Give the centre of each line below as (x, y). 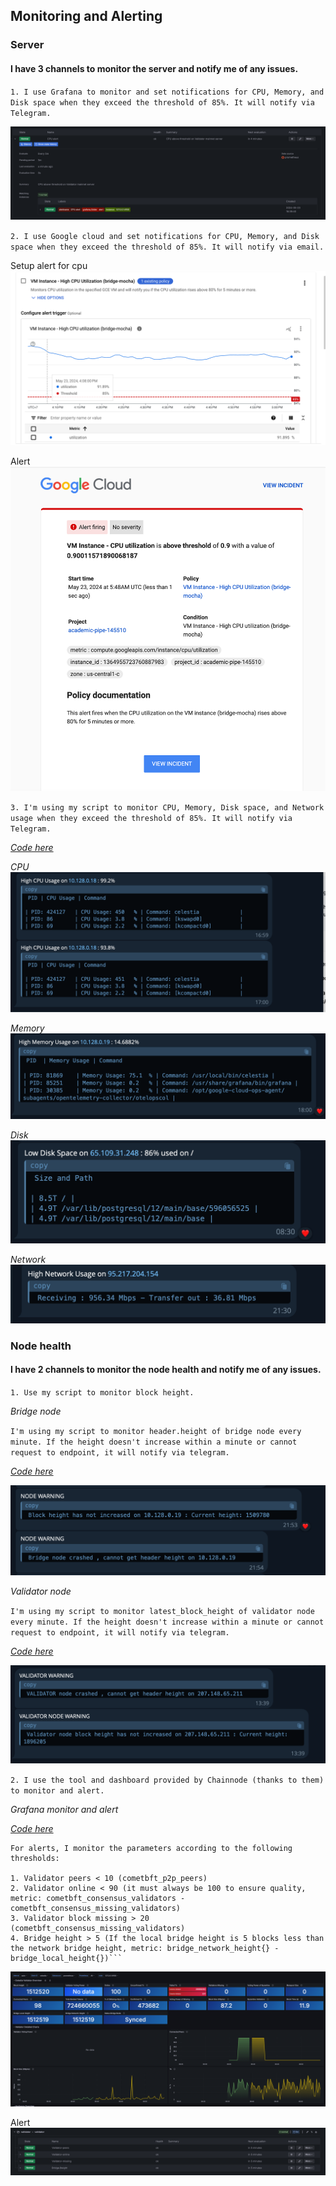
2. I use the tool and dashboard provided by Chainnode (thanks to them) (167, 1780)
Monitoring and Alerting (86, 16)
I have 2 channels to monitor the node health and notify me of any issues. (166, 1370)
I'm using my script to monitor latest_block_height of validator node (162, 1611)
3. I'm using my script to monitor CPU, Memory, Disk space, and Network (167, 807)
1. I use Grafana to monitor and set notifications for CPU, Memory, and (167, 92)
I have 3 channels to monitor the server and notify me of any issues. (154, 68)
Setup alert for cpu (49, 266)
